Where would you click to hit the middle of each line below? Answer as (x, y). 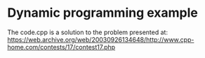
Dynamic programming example (102, 13)
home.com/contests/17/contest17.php (61, 47)
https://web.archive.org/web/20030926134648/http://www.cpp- (101, 39)
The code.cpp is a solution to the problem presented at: (88, 32)
